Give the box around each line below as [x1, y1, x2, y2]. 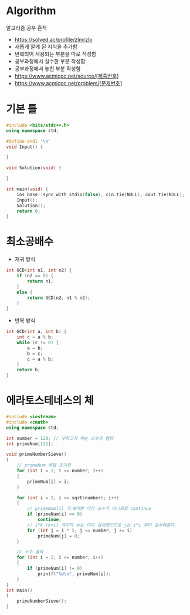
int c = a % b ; [16, 334, 54, 340]
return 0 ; [16, 208, 41, 214]
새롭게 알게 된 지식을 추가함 [14, 43, 78, 50]
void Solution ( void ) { [6, 165, 62, 171]
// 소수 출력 [16, 549, 44, 555]
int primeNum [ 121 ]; [6, 441, 54, 447]
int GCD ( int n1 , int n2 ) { [6, 267, 72, 274]
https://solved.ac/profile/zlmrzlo [14, 36, 93, 43]
